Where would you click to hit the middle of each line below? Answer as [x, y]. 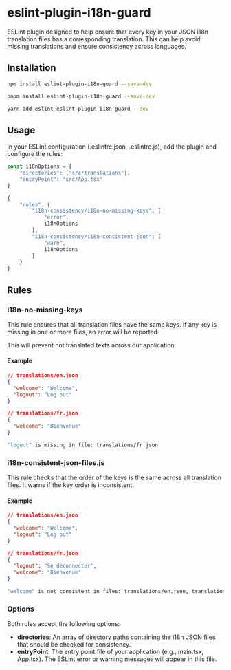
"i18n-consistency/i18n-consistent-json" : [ [97, 236]
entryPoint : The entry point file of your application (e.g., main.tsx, [110, 652]
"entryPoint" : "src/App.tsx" [61, 179]
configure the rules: [35, 154]
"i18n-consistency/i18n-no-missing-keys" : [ [97, 211]
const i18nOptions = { [40, 166]
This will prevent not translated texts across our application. [92, 345]
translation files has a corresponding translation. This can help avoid [104, 39]
